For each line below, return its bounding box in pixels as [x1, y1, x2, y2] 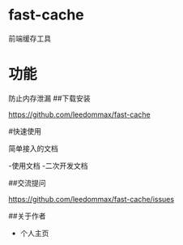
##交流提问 [8, 178, 46, 187]
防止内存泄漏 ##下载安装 [8, 93, 91, 103]
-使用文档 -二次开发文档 [8, 161, 88, 170]
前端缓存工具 [8, 33, 51, 43]
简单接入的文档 [8, 144, 58, 153]
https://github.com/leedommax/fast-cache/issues [8, 194, 175, 204]
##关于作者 [8, 211, 46, 221]
